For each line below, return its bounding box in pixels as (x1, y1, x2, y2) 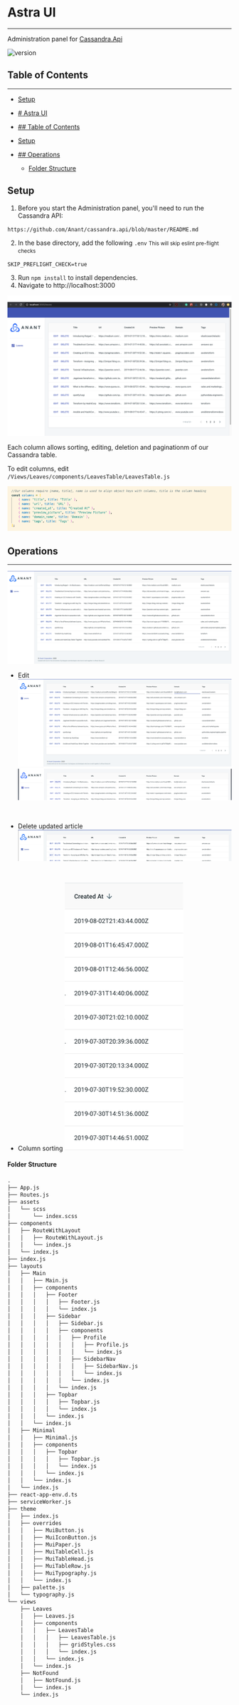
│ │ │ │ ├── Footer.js (7, 1298, 100, 1305)
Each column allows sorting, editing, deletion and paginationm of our (7, 443, 209, 451)
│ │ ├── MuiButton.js (7, 1527, 84, 1534)
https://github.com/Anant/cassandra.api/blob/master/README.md (7, 226, 199, 233)
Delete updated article (17, 822, 83, 830)
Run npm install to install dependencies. (17, 273, 138, 282)
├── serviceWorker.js (7, 1498, 72, 1505)
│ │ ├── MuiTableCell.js (7, 1548, 94, 1555)
